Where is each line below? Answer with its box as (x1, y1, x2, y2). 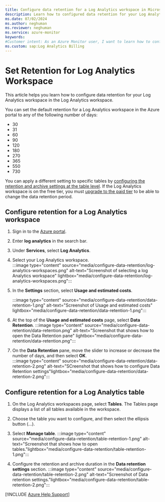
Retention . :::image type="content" (12, 322, 84, 328)
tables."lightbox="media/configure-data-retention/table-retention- (12, 446, 146, 452)
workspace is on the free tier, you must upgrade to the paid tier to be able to (5, 188, 160, 194)
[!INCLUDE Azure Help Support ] (5, 492, 70, 498)
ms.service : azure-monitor (5, 30, 60, 35)
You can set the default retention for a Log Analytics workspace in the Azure (5, 106, 160, 112)
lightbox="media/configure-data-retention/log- (57, 273, 153, 279)
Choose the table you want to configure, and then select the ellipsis (12, 416, 149, 422)
